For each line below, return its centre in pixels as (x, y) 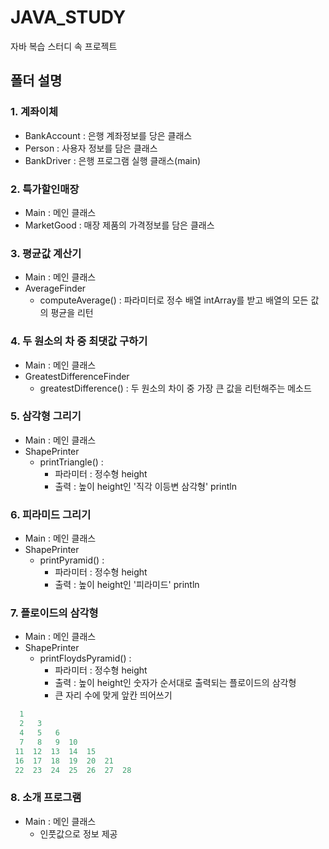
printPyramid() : (72, 560)
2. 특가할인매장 (45, 189)
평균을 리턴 (72, 313)
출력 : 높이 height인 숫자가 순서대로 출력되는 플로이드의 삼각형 (175, 683)
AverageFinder (55, 288)
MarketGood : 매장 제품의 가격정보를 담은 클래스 (119, 225)
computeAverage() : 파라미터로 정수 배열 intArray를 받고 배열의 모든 (174, 300)
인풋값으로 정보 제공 (78, 833)
